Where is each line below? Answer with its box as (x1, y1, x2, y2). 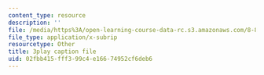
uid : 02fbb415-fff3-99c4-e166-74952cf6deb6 (8, 55, 153, 63)
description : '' (8, 19, 61, 27)
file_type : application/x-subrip (8, 33, 118, 41)
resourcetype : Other (8, 41, 76, 48)
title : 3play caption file (8, 48, 97, 55)
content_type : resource (8, 11, 86, 20)
